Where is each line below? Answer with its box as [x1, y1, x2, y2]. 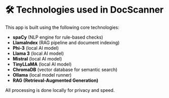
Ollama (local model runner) [12, 72, 72, 78]
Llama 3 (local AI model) [12, 50, 64, 56]
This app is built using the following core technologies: [5, 24, 120, 30]
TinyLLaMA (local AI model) [12, 61, 72, 67]
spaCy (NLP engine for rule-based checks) [12, 34, 103, 40]
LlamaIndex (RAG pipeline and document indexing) [12, 39, 120, 46]
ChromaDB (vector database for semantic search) [12, 67, 118, 73]
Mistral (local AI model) [12, 55, 62, 61]
